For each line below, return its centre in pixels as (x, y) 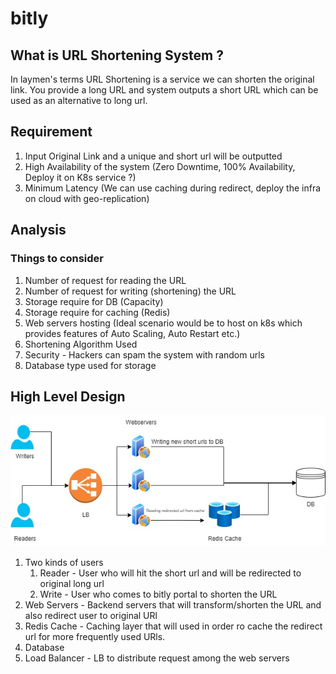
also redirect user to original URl (91, 616)
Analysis (38, 230)
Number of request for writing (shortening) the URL (130, 291)
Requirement (51, 132)
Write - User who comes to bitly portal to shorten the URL (158, 594)
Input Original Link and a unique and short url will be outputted (153, 156)
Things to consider (57, 259)
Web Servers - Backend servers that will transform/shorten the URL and (173, 605)
